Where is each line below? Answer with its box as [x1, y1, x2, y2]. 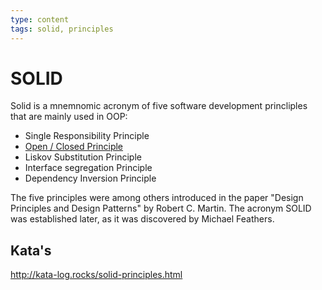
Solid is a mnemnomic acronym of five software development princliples [10, 100, 308, 112]
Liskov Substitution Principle [24, 151, 142, 163]
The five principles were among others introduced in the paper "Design [10, 192, 304, 204]
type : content [10, 14, 70, 25]
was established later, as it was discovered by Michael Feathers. [10, 213, 275, 225]
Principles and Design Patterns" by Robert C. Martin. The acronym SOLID [10, 202, 312, 215]
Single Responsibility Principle [24, 130, 150, 142]
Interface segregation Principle [24, 162, 153, 174]
